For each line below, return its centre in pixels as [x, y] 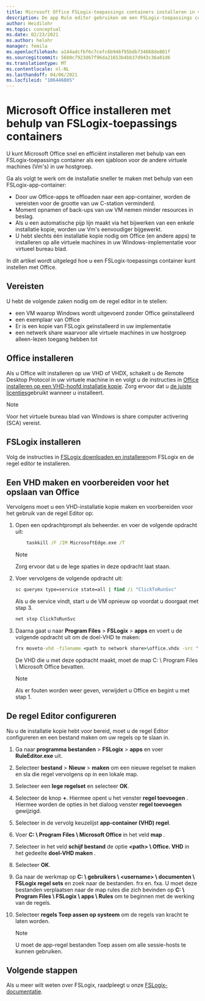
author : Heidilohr [30, 23]
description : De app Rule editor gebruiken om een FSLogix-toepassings [99, 18]
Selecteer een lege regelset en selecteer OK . [72, 786]
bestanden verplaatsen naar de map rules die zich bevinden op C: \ [100, 890]
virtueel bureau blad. [41, 249]
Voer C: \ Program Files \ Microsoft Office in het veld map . [90, 834]
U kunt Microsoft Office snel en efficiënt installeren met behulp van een [96, 154]
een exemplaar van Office [48, 320]
